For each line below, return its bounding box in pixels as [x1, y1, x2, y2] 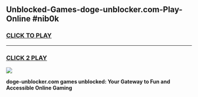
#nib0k [32, 14, 60, 24]
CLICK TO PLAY [6, 32, 52, 40]
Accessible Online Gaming [6, 84, 72, 91]
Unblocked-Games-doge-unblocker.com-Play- [6, 5, 183, 15]
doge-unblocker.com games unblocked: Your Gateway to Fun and [6, 78, 171, 85]
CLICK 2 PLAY [6, 53, 47, 62]
